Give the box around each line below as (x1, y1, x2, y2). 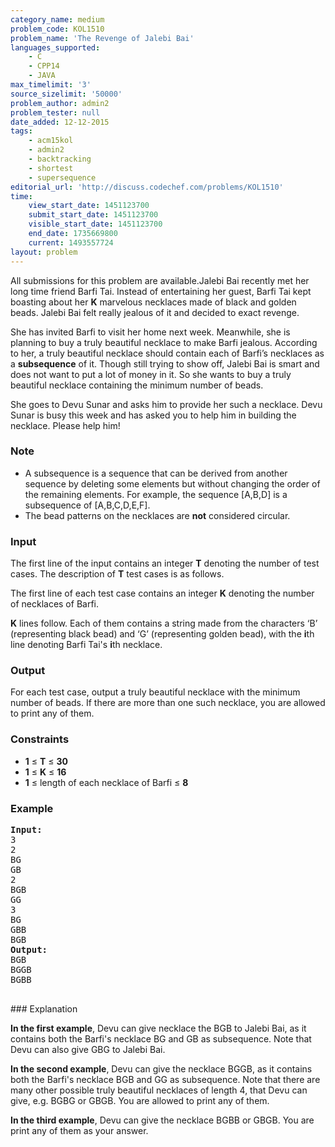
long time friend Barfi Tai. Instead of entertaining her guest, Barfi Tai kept (10, 285, 312, 297)
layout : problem (10, 247, 78, 257)
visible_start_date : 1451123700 (28, 219, 163, 230)
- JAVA (28, 71, 56, 81)
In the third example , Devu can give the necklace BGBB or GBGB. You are (10, 1114, 315, 1126)
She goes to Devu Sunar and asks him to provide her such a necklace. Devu (10, 398, 323, 410)
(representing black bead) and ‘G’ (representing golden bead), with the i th (10, 628, 315, 640)
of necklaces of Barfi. (10, 598, 99, 610)
